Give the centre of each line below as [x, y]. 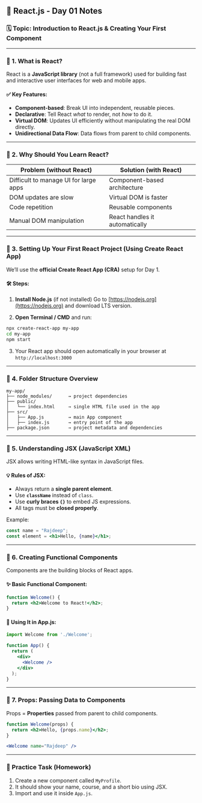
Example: [18, 520]
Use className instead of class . [54, 495]
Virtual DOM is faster [139, 198]
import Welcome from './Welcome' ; [50, 635]
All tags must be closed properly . [57, 508]
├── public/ [21, 401]
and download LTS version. [98, 305]
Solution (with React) [151, 170]
